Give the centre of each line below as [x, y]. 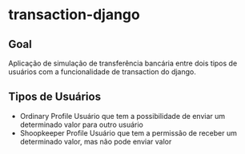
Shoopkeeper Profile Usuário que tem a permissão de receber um [129, 132]
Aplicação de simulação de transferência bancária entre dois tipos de [123, 63]
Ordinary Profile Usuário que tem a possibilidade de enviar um [122, 116]
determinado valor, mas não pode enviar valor [96, 141]
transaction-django [74, 15]
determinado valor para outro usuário [82, 124]
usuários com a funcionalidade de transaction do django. [102, 72]
